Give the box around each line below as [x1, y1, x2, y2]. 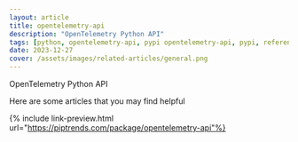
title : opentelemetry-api [9, 21, 105, 30]
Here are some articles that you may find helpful [9, 96, 185, 106]
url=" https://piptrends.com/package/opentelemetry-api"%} [9, 122, 226, 133]
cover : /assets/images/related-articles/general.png [9, 54, 208, 63]
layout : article [9, 12, 69, 22]
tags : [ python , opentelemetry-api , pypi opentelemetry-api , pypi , [9, 37, 260, 47]
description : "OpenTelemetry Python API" [9, 29, 165, 38]
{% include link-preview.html [9, 113, 114, 123]
